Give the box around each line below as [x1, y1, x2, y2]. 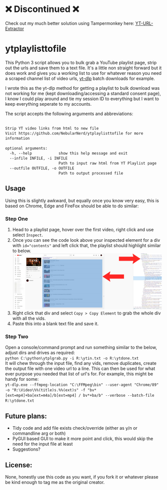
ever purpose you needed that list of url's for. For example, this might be [5, 371, 153, 377]
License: [5, 461, 32, 469]
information [5, 136, 30, 141]
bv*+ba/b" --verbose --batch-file [83, 393, 155, 398]
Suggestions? [12, 446, 41, 452]
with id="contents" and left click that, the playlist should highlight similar [12, 242, 161, 248]
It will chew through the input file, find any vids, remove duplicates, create [5, 360, 157, 366]
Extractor [5, 25, 24, 31]
